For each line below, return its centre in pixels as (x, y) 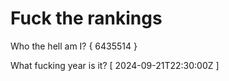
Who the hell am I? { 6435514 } (74, 46)
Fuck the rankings (86, 18)
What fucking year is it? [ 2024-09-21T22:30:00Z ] (115, 65)
